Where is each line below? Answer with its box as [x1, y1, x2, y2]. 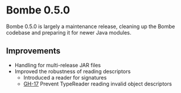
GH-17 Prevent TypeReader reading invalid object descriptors [23, 80, 172, 87]
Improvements [6, 46, 61, 56]
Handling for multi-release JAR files [14, 61, 101, 68]
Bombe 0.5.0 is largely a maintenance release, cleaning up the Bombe [6, 23, 175, 30]
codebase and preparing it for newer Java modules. [6, 29, 132, 36]
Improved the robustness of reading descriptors [14, 68, 131, 75]
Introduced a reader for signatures [23, 74, 107, 81]
